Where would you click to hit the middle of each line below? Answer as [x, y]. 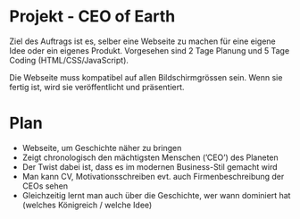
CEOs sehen [45, 186]
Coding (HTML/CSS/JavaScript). [69, 60]
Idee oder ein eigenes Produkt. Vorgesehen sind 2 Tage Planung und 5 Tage [150, 50]
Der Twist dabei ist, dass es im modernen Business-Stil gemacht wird [150, 166]
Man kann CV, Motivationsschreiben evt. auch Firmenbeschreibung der [153, 176]
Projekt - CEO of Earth [92, 17]
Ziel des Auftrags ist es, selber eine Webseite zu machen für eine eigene [142, 41]
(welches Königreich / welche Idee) [87, 205]
